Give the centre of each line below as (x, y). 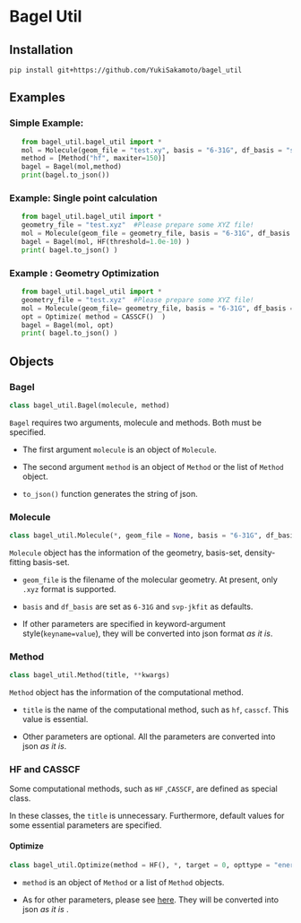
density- (260, 553)
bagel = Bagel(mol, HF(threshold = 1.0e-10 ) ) (106, 241)
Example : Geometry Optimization (84, 273)
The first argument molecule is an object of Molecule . (119, 449)
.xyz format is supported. (69, 589)
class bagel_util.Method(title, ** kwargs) (90, 675)
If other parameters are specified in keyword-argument (124, 624)
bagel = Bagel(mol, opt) (68, 325)
